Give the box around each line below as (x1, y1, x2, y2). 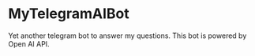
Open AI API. (8, 39, 50, 48)
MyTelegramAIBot (8, 5, 129, 23)
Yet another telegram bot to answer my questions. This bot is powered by (8, 31, 247, 40)
